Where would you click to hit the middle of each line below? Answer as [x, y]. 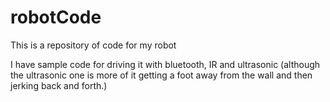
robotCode [56, 17]
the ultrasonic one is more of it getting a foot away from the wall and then [161, 75]
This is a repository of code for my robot [93, 45]
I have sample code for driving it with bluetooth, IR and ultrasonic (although [165, 64]
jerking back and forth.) [59, 85]
